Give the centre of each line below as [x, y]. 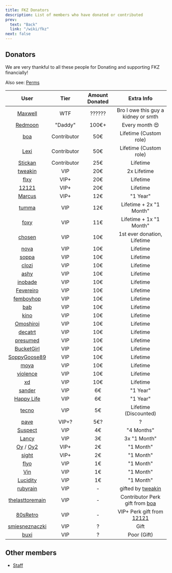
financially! [17, 72]
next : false [18, 34]
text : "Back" [24, 24]
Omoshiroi [27, 324]
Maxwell [27, 113]
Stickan [27, 163]
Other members [31, 553]
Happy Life [27, 399]
